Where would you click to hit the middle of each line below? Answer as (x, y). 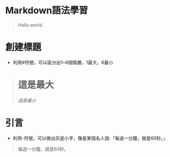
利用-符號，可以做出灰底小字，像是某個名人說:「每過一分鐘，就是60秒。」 (90, 138)
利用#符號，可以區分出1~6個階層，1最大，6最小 (63, 62)
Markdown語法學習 (47, 10)
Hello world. (30, 25)
